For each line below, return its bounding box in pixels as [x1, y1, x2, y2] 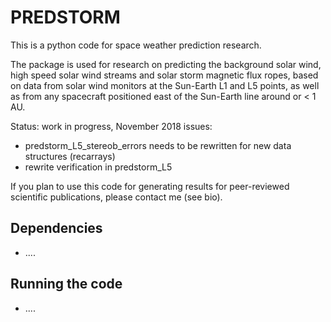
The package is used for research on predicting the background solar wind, [10, 58, 322, 70]
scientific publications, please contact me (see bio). [10, 191, 223, 203]
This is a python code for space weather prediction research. [10, 39, 262, 51]
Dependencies [10, 220, 103, 237]
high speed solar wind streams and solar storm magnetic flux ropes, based [10, 69, 319, 81]
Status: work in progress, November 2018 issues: [10, 120, 213, 132]
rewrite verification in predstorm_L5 [24, 161, 173, 173]
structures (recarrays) [24, 150, 116, 162]
